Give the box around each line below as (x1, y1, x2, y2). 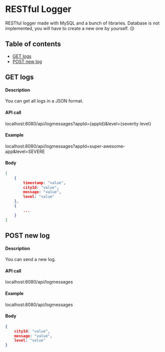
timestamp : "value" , (23, 180, 66, 185)
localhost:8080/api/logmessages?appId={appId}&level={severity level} (5, 120, 151, 126)
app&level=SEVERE (5, 148, 45, 154)
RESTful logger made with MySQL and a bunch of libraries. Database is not (5, 20, 160, 26)
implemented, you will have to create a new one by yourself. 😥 (5, 25, 135, 31)
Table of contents (5, 40, 61, 48)
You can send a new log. (5, 256, 56, 262)
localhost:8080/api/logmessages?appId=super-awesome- (5, 143, 125, 149)
